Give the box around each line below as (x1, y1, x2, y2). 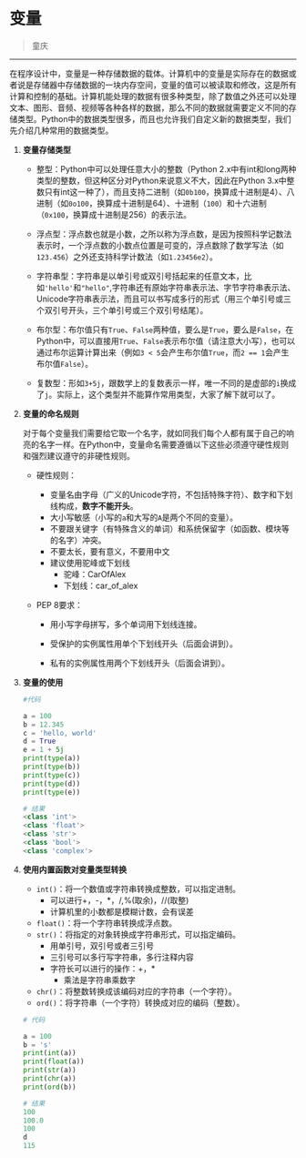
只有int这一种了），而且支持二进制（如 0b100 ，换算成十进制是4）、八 (44, 186, 295, 197)
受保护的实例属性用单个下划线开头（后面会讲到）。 (49, 638, 239, 649)
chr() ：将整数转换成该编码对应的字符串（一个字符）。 (36, 985, 237, 997)
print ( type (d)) (22, 779, 81, 788)
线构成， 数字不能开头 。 (49, 500, 138, 511)
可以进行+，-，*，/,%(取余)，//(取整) (49, 894, 189, 906)
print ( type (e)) (22, 787, 81, 797)
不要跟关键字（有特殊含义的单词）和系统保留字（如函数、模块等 (49, 523, 290, 533)
